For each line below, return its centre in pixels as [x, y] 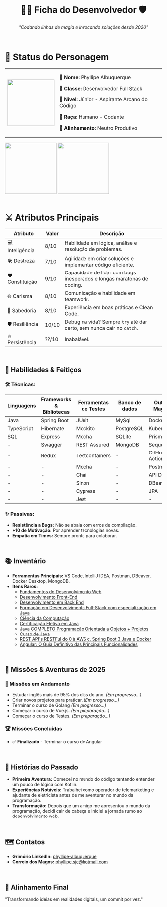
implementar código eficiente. [99, 265]
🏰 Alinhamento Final [37, 887]
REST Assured [93, 445]
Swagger [51, 445]
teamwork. [77, 299]
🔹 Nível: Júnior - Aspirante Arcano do [103, 99]
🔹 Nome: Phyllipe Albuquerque [95, 77]
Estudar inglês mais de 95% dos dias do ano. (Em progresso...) [77, 695]
